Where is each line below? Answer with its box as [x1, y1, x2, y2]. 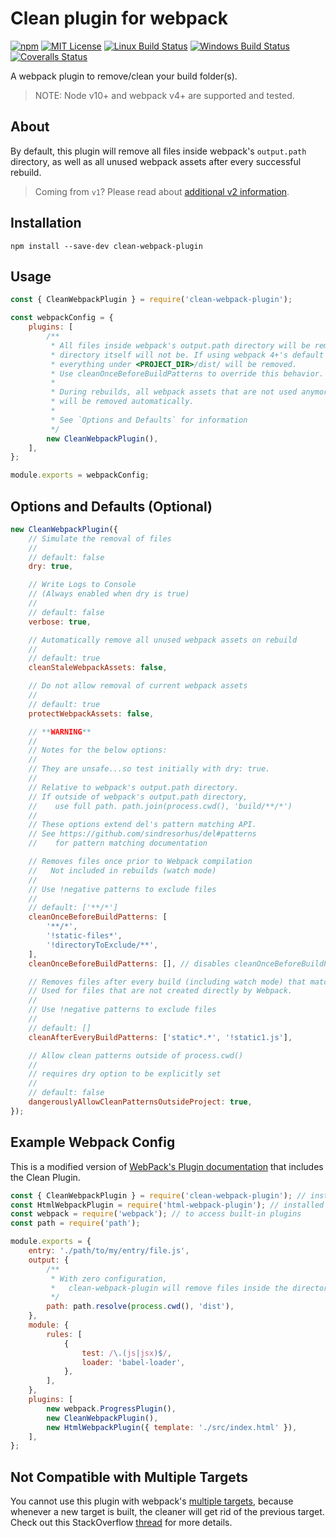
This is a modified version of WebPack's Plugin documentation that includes [10, 1160, 324, 1172]
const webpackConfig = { [10, 313, 114, 323]
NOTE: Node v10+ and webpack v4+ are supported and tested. [34, 89, 295, 101]
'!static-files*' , [46, 931, 123, 941]
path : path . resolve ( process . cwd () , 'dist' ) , [46, 1302, 235, 1312]
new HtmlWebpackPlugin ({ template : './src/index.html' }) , [46, 1422, 298, 1432]
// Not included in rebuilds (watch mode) [28, 865, 217, 876]
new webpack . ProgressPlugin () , [46, 1403, 177, 1414]
